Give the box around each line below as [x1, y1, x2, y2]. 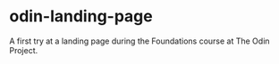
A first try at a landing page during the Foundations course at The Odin [9, 36, 270, 46]
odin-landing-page [9, 6, 154, 27]
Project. [9, 44, 38, 55]
